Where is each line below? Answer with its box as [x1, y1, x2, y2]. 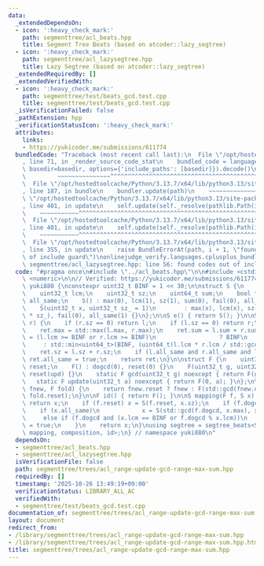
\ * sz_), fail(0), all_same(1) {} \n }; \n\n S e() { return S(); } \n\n [22, 312, 255, 320]
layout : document [8, 516, 65, 524]
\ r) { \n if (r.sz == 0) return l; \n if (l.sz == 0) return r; [22, 319, 255, 327]
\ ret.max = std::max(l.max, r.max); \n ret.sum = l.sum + [22, 326, 237, 335]
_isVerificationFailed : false [15, 107, 114, 115]
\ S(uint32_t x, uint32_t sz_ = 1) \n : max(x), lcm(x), [22, 304, 244, 312]
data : [8, 11, 26, 20]
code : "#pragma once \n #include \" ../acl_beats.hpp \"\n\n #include [15, 268, 234, 276]
